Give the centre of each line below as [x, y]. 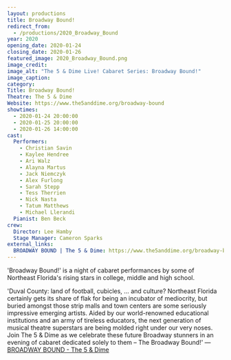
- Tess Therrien [43, 193]
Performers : [31, 142]
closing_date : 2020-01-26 [44, 52]
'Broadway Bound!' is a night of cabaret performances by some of [101, 270]
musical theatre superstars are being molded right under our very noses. [110, 328]
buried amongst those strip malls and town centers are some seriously [107, 306]
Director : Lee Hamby [43, 232]
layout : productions [37, 13]
